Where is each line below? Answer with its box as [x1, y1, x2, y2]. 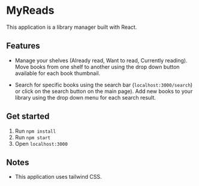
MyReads [6, 4, 55, 17]
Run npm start [14, 133, 51, 141]
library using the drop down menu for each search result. [14, 94, 156, 101]
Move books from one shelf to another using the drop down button [14, 63, 180, 70]
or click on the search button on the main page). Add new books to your [14, 88, 193, 95]
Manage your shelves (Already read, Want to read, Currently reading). [14, 56, 188, 64]
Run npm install [14, 127, 56, 134]
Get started [6, 112, 50, 122]
